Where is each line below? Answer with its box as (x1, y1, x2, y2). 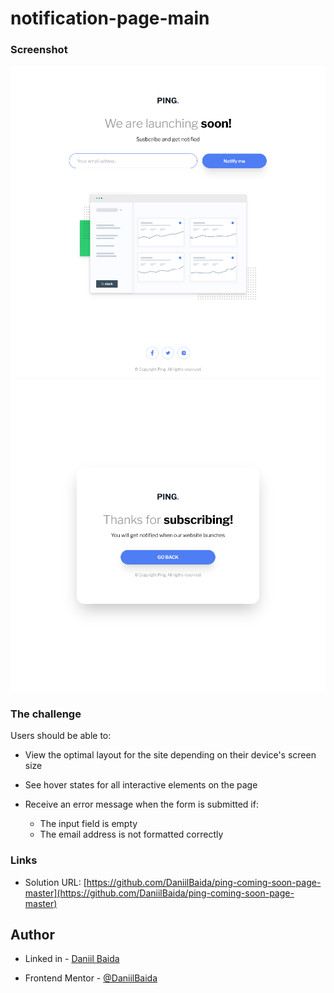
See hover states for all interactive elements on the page (24, 779, 258, 791)
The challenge (10, 707, 82, 721)
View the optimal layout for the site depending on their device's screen (24, 749, 317, 761)
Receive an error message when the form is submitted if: (24, 798, 259, 811)
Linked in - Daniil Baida (24, 953, 120, 965)
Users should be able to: (10, 730, 112, 742)
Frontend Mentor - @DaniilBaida (24, 972, 158, 984)
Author (10, 926, 55, 943)
